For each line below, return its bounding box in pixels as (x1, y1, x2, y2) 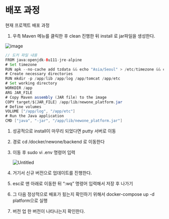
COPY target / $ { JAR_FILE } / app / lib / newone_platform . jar (5, 99, 123, 105)
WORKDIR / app (5, 86, 33, 91)
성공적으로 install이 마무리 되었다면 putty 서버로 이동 (12, 128, 116, 134)
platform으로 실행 (12, 197, 48, 204)
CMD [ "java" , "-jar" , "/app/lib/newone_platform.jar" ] (5, 118, 123, 123)
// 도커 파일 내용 (5, 52, 38, 58)
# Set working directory (5, 81, 57, 86)
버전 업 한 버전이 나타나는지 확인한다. (12, 208, 86, 214)
